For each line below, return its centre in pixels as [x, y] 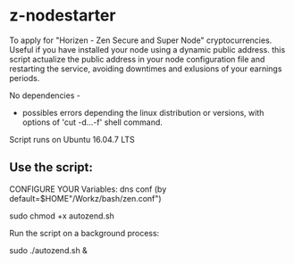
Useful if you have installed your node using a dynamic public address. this [147, 49]
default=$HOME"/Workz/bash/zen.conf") [86, 198]
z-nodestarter [63, 16]
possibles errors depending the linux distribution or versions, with [143, 112]
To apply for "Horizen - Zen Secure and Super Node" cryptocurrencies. [141, 40]
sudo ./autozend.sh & [48, 250]
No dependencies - [45, 95]
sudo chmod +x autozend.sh [62, 216]
